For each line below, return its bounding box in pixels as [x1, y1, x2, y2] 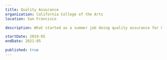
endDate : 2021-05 [5, 39, 41, 44]
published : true [5, 48, 39, 53]
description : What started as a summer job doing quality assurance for [5, 25, 159, 30]
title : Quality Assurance [5, 7, 59, 12]
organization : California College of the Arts [5, 12, 103, 17]
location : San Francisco [5, 16, 57, 21]
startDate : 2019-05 [5, 34, 46, 39]
